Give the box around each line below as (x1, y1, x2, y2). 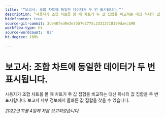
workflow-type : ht (5, 26, 43, 30)
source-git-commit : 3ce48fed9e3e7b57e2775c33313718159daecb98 (5, 21, 135, 26)
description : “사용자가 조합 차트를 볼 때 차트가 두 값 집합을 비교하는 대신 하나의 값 (5, 12, 161, 17)
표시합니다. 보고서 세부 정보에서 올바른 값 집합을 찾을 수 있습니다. (5, 97, 130, 103)
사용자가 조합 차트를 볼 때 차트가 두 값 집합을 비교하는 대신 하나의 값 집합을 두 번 (5, 91, 159, 97)
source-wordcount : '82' (5, 30, 54, 35)
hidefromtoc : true (5, 16, 43, 21)
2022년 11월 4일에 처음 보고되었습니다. (5, 108, 80, 114)
